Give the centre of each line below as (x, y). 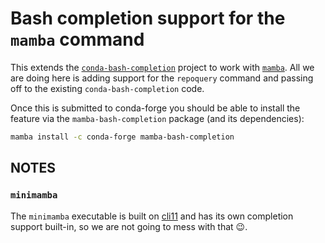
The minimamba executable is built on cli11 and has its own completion (152, 216)
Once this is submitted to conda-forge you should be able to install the (155, 108)
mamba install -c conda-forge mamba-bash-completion (122, 137)
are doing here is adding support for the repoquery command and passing (162, 78)
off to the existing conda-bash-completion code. (107, 88)
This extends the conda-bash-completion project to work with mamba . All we (162, 67)
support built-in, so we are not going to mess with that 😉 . (129, 226)
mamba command (77, 39)
